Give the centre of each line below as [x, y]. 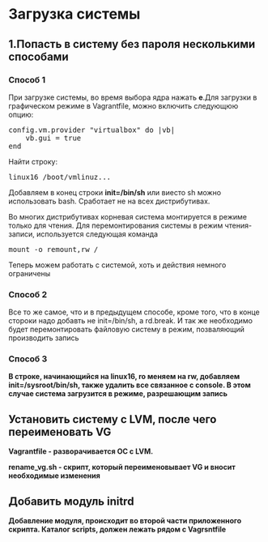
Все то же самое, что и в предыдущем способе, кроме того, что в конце [134, 312]
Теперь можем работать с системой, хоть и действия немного [117, 265]
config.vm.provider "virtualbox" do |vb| [92, 130]
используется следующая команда [97, 234]
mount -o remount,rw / [53, 249]
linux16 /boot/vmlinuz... [60, 177]
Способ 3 [28, 359]
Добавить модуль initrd [71, 501]
